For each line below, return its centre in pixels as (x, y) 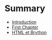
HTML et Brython (29, 32)
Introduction (24, 22)
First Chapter (25, 27)
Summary (25, 9)
